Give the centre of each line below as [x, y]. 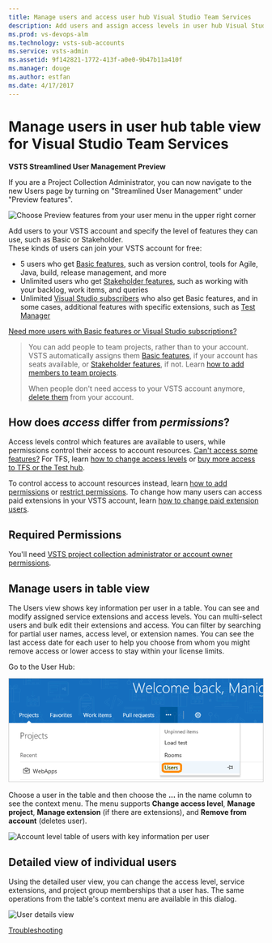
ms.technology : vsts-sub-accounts [67, 43]
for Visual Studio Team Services [119, 144]
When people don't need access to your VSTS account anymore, [136, 388]
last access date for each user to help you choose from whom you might [129, 642]
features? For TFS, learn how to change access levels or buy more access [132, 459]
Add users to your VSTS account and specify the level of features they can [133, 230]
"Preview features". [40, 199]
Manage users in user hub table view [135, 126]
